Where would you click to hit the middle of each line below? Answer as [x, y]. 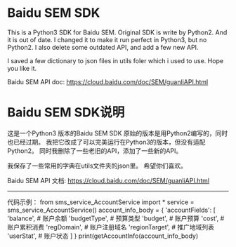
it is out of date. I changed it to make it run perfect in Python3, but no [107, 39]
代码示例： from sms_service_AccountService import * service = [101, 202]
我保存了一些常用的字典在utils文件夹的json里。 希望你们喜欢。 [97, 166]
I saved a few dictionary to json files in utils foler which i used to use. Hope [115, 60]
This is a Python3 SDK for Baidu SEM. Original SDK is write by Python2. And [117, 32]
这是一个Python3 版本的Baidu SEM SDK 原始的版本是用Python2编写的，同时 [118, 133]
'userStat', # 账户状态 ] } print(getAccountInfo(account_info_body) [103, 236]
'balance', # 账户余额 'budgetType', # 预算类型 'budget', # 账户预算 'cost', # [116, 218]
